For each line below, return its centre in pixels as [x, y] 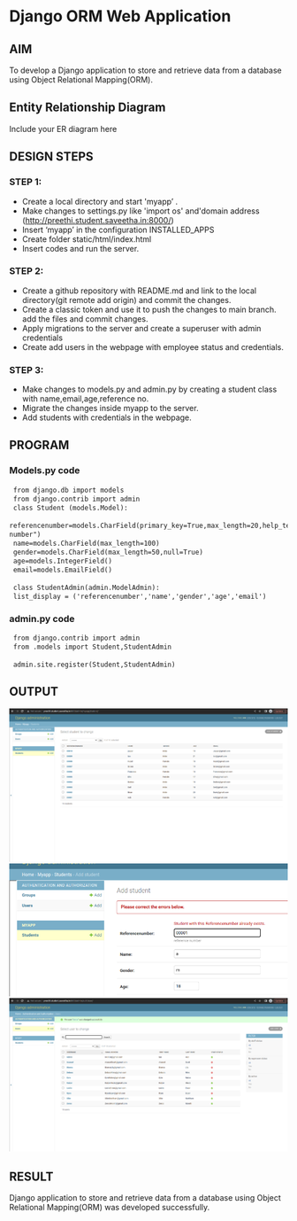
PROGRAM [39, 445]
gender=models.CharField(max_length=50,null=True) [108, 552]
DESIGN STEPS [52, 157]
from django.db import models [69, 490]
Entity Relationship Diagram [88, 108]
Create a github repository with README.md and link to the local [139, 291]
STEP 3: [27, 369]
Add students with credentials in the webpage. [107, 417]
